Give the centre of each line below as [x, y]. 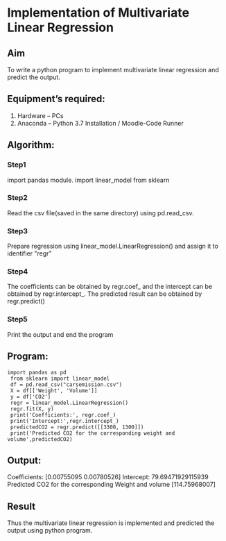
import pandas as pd [37, 372]
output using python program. [50, 531]
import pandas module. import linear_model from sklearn [88, 180]
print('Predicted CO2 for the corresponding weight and [93, 433]
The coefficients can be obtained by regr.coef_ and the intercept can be [110, 287]
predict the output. [34, 77]
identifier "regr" [29, 253]
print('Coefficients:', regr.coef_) [63, 415]
